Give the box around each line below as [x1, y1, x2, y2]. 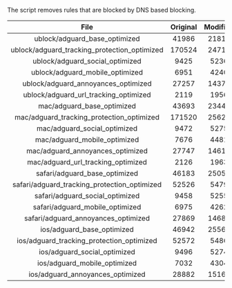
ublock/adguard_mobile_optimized [30, 68, 144, 77]
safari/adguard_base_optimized [35, 169, 139, 178]
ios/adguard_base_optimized [40, 224, 134, 234]
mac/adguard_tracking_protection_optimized [14, 113, 160, 122]
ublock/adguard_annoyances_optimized [22, 79, 152, 88]
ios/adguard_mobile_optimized [37, 258, 137, 268]
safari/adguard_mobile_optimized [32, 202, 142, 211]
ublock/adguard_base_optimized [34, 34, 140, 44]
